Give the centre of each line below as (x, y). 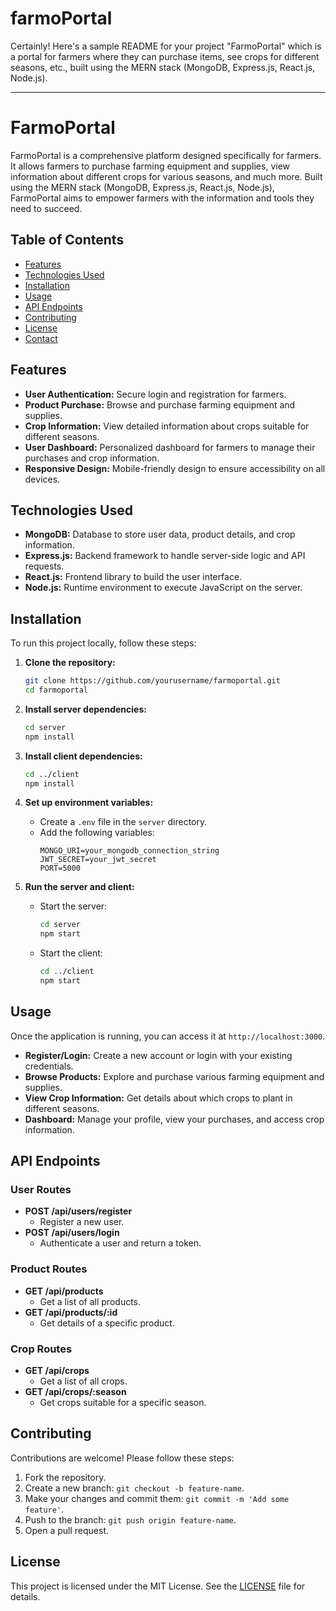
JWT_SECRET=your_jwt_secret (98, 860)
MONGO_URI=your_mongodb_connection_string (129, 851)
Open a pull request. (67, 1530)
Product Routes (49, 1269)
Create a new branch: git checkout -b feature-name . (134, 1488)
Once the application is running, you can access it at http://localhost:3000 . (168, 1036)
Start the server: (73, 906)
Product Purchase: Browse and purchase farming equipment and (160, 404)
